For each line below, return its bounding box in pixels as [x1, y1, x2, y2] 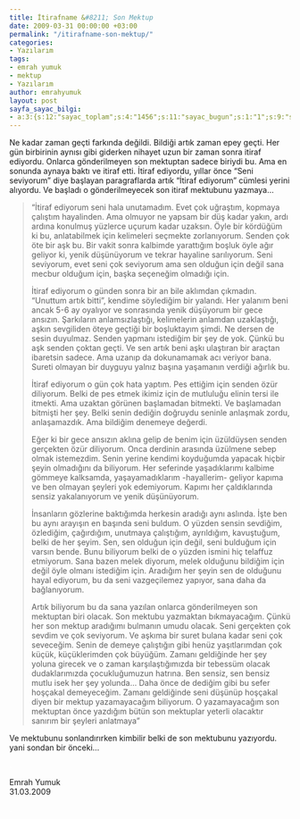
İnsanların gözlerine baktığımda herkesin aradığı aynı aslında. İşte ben [30, 508, 287, 519]
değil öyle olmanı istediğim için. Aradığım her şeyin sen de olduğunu [30, 565, 282, 576]
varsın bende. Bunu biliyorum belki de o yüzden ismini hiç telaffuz [30, 547, 273, 557]
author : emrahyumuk [9, 88, 82, 96]
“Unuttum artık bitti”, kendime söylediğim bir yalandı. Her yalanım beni [30, 296, 288, 306]
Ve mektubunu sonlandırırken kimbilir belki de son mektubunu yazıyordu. [9, 733, 278, 744]
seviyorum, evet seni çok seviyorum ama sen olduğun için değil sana [30, 259, 284, 270]
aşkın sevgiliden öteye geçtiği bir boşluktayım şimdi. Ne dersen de [30, 323, 275, 335]
